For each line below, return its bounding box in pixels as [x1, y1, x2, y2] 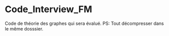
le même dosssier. [5, 25, 44, 31]
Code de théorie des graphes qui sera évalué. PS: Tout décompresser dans [5, 20, 164, 26]
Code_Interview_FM [5, 4, 92, 15]
